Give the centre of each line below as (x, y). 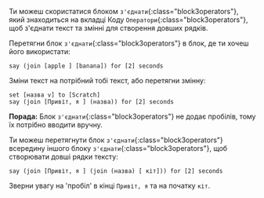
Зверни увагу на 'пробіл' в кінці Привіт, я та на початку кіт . (110, 185)
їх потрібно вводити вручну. (56, 125)
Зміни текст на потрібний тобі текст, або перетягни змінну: (107, 81)
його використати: (40, 51)
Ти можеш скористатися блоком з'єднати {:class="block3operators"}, (124, 11)
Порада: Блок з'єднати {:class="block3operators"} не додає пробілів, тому (132, 116)
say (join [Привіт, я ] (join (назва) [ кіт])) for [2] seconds (116, 171)
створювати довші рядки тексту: (63, 157)
